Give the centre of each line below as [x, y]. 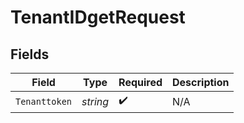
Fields [30, 54]
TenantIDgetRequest [98, 17]
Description [201, 82]
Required [140, 82]
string [95, 101]
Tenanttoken [44, 101]
